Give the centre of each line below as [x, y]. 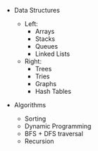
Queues [47, 46]
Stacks [45, 39]
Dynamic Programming [58, 126]
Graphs [46, 84]
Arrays [45, 31]
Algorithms [30, 105]
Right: [33, 61]
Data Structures [37, 10]
